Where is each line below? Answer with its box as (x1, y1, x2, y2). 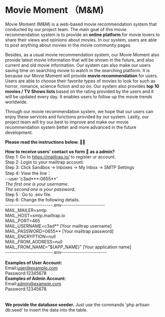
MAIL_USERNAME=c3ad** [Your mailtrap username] (5, 223, 112, 229)
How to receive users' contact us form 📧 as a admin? (5, 149, 115, 155)
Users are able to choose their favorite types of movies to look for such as (5, 78, 156, 84)
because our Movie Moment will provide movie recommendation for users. (5, 73, 159, 79)
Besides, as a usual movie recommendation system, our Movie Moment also (5, 51, 160, 57)
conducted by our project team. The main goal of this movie (5, 26, 127, 32)
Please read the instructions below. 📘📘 (5, 139, 86, 145)
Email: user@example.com (5, 265, 58, 271)
